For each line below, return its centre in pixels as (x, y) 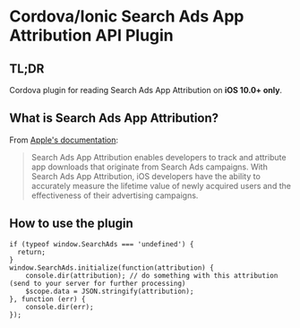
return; (32, 252)
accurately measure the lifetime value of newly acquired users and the (161, 186)
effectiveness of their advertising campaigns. (115, 195)
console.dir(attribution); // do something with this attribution (152, 275)
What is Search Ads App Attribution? (114, 118)
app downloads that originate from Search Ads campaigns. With (150, 167)
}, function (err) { (48, 299)
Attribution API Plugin (92, 35)
